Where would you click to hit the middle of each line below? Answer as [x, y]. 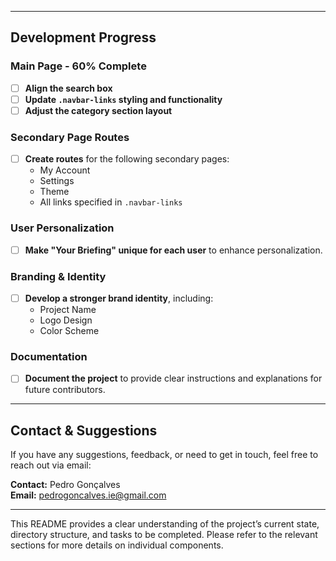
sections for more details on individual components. [117, 545]
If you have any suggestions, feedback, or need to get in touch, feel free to [164, 455]
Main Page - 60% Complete [78, 66]
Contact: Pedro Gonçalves [65, 485]
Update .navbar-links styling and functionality [123, 99]
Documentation [49, 356]
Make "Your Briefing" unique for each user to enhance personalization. [173, 250]
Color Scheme [69, 330]
